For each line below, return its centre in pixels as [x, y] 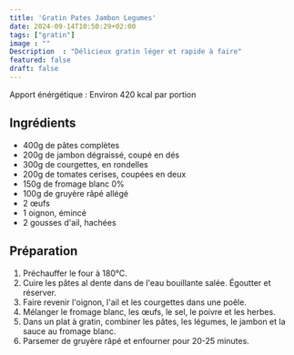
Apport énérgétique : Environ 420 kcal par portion [103, 94]
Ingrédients [43, 123]
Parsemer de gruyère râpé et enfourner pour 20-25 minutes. [136, 340]
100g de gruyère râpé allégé [76, 193]
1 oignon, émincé [54, 213]
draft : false [34, 69]
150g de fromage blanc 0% [73, 184]
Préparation [44, 251]
